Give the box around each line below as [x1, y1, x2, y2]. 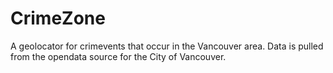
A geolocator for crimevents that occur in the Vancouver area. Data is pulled [10, 40, 324, 52]
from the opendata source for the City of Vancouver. [10, 50, 227, 62]
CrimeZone [10, 7, 106, 30]
